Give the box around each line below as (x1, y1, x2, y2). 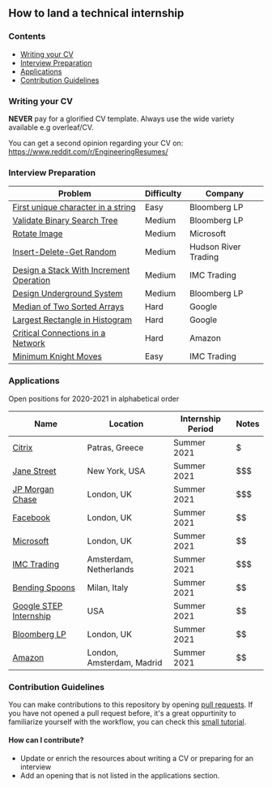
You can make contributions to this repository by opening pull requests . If (8, 700, 253, 709)
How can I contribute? (8, 735, 84, 745)
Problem (57, 188, 91, 200)
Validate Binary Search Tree (12, 215, 119, 226)
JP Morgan (12, 483, 54, 494)
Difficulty (144, 188, 182, 200)
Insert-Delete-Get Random (12, 247, 117, 258)
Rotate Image (12, 228, 63, 239)
